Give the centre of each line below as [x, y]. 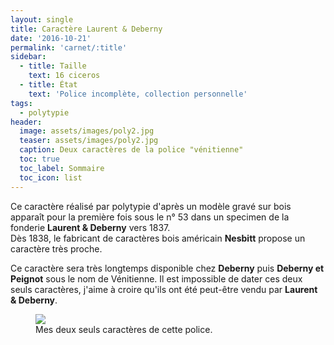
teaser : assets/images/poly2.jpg [89, 141]
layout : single [42, 19]
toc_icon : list [51, 177]
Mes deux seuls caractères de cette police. [124, 329]
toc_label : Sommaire [62, 168]
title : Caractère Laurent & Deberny [86, 29]
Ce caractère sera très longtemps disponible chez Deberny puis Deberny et [167, 268]
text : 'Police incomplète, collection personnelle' [138, 94]
